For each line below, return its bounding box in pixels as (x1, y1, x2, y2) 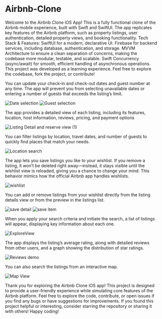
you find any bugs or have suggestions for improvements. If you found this (5, 298, 154, 304)
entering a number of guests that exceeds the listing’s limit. (5, 91, 123, 97)
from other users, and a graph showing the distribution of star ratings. (5, 245, 144, 251)
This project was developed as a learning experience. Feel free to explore (5, 66, 151, 71)
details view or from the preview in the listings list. (5, 197, 105, 202)
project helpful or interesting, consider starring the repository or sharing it (5, 303, 152, 309)
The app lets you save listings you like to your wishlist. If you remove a (5, 157, 146, 163)
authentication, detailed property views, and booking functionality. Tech (5, 35, 148, 41)
